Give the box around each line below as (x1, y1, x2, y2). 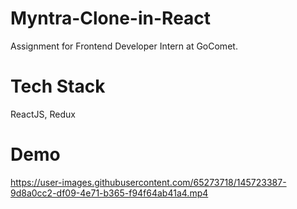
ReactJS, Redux (10, 108, 76, 120)
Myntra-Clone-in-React (10, 7, 212, 30)
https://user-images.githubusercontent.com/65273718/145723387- (10, 176, 287, 188)
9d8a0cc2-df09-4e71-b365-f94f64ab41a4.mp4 (10, 187, 209, 199)
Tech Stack (10, 75, 106, 98)
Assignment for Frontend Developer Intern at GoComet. (10, 40, 238, 52)
